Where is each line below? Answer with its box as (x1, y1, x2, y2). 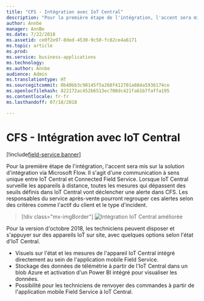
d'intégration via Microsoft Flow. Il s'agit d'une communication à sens (6, 169, 180, 176)
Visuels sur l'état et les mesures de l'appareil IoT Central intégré (15, 249, 175, 257)
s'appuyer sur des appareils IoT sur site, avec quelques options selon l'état (6, 231, 194, 238)
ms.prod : (6, 49, 29, 55)
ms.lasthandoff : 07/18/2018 (6, 99, 78, 105)
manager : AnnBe (6, 25, 45, 32)
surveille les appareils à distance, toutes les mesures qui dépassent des (6, 181, 186, 189)
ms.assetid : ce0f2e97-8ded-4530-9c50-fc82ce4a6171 (6, 37, 137, 43)
